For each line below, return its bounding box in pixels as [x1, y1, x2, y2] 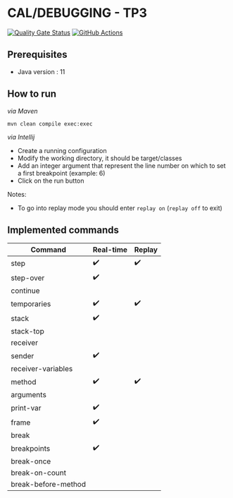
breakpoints [11, 443, 51, 453]
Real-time [92, 245, 128, 255]
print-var [11, 403, 42, 413]
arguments [11, 390, 47, 400]
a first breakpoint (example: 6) [17, 169, 106, 177]
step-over [11, 273, 45, 283]
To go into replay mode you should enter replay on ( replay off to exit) [17, 203, 223, 212]
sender [11, 351, 34, 360]
